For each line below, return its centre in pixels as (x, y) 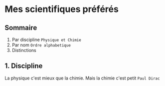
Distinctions (24, 50)
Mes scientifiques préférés (62, 9)
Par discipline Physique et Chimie (47, 39)
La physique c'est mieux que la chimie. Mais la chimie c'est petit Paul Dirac (82, 78)
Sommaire (21, 28)
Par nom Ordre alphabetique (41, 45)
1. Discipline (24, 66)
